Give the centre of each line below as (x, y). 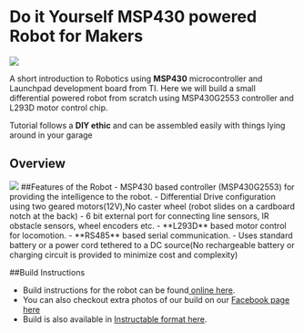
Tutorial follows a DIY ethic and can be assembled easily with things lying (147, 125)
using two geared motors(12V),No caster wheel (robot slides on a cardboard (152, 206)
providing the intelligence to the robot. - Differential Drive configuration (142, 196)
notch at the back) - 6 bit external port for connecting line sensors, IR (140, 215)
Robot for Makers (76, 36)
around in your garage (51, 135)
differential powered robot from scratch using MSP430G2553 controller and (152, 98)
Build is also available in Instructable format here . (115, 319)
